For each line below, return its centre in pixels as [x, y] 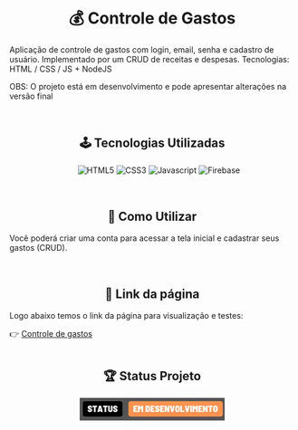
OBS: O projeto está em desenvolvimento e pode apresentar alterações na [148, 86]
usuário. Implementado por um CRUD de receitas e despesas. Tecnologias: [149, 59]
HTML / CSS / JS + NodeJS [61, 69]
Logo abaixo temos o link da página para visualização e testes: [126, 316]
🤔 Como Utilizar [152, 216]
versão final [31, 96]
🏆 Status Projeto [152, 376]
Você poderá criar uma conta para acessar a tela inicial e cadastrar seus [144, 238]
